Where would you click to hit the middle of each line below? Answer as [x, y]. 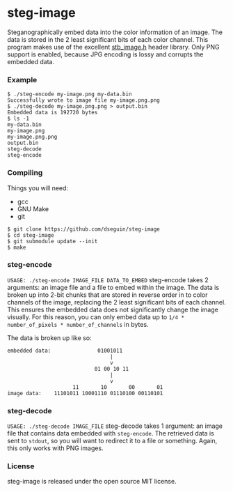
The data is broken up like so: [49, 338]
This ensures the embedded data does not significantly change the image [113, 309]
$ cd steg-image [31, 235]
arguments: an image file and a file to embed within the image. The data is [113, 287]
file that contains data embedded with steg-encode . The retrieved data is [111, 433]
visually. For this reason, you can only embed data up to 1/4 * [96, 317]
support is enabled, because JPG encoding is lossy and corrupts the [105, 54]
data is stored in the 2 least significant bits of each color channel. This [108, 39]
